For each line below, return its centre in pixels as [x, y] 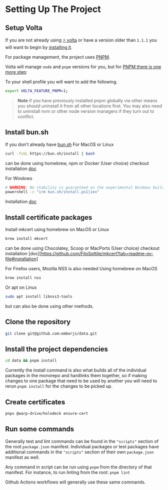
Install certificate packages [49, 217]
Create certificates [35, 402]
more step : [16, 72]
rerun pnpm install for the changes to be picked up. [59, 386]
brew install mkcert [27, 239]
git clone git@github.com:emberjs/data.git [51, 334]
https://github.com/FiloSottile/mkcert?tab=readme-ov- [97, 254]
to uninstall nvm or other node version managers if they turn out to [86, 111]
